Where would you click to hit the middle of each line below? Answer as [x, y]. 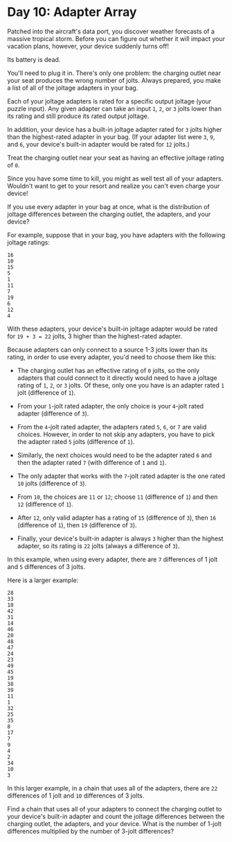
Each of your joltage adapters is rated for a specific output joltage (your [109, 101]
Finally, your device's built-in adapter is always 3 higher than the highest [120, 538]
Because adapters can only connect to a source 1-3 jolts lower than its [107, 349]
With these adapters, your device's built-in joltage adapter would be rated [113, 329]
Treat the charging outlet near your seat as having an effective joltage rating [116, 158]
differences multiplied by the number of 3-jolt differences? [91, 831]
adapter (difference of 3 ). [53, 413]
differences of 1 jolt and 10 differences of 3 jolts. [76, 795]
